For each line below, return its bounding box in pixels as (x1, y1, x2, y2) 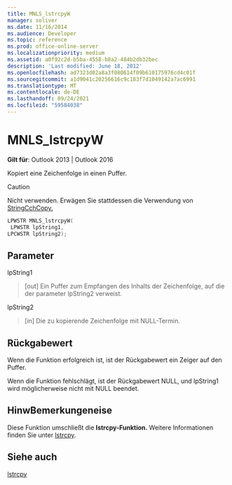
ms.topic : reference (7, 37, 68, 44)
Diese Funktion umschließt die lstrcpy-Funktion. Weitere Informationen (7, 423, 214, 432)
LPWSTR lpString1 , (10, 224, 64, 231)
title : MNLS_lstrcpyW (7, 10, 71, 18)
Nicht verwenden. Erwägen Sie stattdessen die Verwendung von (7, 196, 193, 205)
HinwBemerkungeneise (7, 405, 112, 417)
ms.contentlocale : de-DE (7, 89, 80, 96)
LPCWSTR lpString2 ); (7, 230, 68, 238)
